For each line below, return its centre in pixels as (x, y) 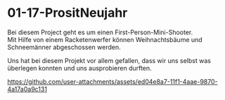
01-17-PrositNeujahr (67, 13)
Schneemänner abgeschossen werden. (64, 47)
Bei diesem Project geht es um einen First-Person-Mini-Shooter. (100, 32)
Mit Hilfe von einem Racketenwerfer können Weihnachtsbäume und (105, 39)
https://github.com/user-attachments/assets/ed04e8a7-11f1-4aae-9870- (112, 81)
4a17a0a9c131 (27, 89)
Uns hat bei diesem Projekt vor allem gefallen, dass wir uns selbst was (109, 60)
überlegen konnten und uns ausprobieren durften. (80, 68)
